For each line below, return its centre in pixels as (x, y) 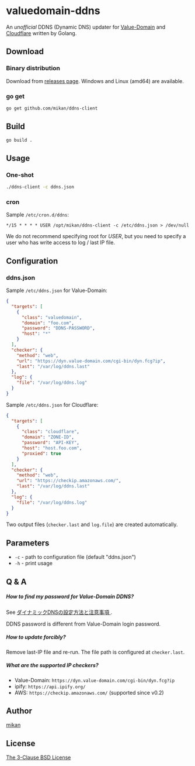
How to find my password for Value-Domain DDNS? (70, 597)
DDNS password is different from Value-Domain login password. (83, 624)
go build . (19, 140)
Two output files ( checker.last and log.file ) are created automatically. (92, 524)
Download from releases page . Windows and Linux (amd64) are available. (95, 81)
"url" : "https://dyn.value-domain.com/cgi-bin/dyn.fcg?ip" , (91, 361)
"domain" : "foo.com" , (48, 323)
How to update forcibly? (36, 637)
